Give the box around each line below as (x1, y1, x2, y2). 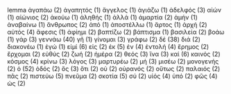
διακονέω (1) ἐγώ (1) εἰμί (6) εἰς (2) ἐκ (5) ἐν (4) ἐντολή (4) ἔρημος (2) (7, 43, 209, 50)
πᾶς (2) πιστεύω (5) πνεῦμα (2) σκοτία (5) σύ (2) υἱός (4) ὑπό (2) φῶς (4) (7, 72, 218, 80)
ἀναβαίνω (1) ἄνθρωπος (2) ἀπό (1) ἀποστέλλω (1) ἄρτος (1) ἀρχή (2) (7, 21, 207, 28)
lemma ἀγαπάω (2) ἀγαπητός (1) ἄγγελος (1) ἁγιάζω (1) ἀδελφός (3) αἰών (7, 6, 222, 14)
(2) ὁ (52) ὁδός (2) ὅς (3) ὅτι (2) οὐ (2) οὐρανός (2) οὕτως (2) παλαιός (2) (7, 65, 221, 73)
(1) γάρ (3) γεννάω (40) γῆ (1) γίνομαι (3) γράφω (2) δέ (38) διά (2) (7, 35, 201, 44)
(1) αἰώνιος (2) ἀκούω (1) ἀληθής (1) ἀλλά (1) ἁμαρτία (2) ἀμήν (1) (7, 13, 198, 21)
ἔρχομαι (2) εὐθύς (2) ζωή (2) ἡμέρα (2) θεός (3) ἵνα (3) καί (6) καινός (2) (7, 50, 221, 58)
